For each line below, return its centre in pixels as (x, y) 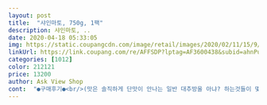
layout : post (30, 15)
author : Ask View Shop (46, 81)
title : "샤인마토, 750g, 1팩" (56, 23)
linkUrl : (23, 52)
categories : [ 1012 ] (41, 60)
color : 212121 (32, 67)
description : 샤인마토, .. (50, 30)
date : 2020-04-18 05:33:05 (53, 37)
